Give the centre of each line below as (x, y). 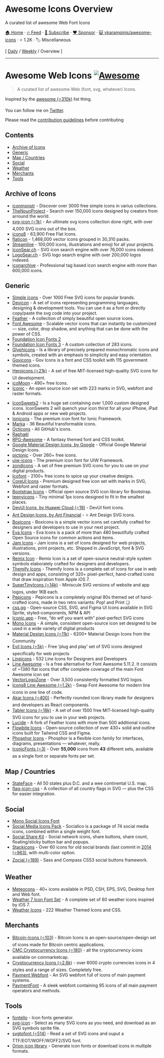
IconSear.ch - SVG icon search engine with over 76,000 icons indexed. (83, 249)
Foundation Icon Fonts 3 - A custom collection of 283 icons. (72, 344)
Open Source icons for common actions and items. (63, 538)
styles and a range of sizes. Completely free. (57, 970)
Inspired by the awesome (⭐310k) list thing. (49, 99)
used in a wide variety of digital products (53, 629)
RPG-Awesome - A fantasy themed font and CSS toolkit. (69, 440)
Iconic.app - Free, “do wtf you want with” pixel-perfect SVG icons (78, 618)
